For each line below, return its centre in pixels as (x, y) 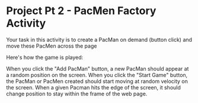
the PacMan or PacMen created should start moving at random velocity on (97, 81)
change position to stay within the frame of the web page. (77, 94)
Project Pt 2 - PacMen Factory (81, 11)
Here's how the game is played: (45, 57)
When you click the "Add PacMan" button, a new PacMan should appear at (98, 68)
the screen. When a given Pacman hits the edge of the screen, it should (93, 87)
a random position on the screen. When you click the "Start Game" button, (97, 75)
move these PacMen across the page (52, 46)
